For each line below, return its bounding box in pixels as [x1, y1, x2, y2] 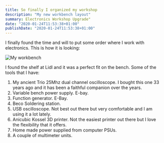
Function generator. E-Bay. [12, 95, 68, 101]
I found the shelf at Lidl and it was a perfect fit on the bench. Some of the [5, 64, 156, 70]
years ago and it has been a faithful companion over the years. [12, 84, 142, 90]
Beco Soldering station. [12, 100, 61, 106]
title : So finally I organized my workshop [5, 7, 98, 12]
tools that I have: [5, 69, 40, 75]
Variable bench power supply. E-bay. [12, 90, 89, 96]
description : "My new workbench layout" [5, 12, 91, 17]
